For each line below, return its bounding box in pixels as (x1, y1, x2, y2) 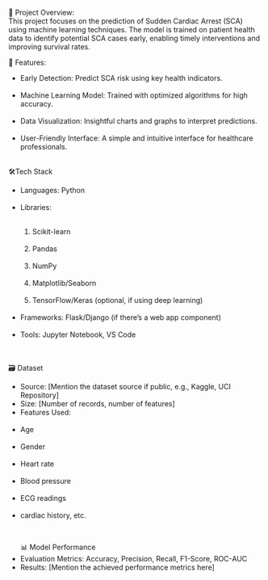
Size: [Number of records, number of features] (19, 399, 175, 408)
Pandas (31, 244, 58, 254)
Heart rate (19, 459, 55, 469)
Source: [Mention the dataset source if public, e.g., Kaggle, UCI (19, 382, 232, 391)
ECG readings (19, 494, 67, 502)
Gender (19, 442, 46, 452)
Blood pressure (19, 477, 71, 485)
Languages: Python (19, 186, 86, 195)
